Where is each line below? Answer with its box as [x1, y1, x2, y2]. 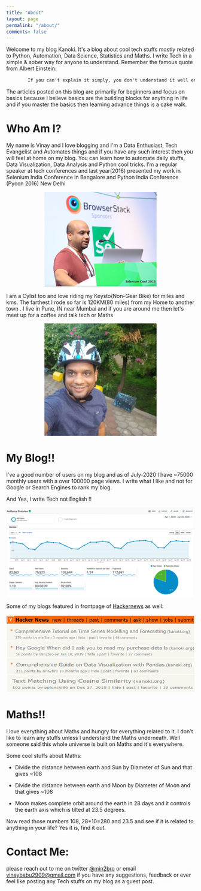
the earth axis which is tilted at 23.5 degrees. [14, 806, 126, 814]
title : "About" [6, 10, 44, 16]
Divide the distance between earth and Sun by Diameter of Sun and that [14, 764, 193, 771]
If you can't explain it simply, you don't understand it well [28, 77, 188, 83]
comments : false [6, 29, 47, 35]
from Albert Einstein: [6, 65, 57, 72]
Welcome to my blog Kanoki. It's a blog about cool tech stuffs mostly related [6, 46, 194, 53]
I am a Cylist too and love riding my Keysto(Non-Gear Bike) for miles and [6, 293, 185, 300]
